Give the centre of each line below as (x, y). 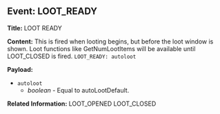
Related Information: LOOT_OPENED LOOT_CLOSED (82, 104)
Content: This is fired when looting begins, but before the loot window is (110, 41)
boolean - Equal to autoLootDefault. (78, 90)
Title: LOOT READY (34, 28)
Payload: (20, 69)
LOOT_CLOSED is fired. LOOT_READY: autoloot (72, 56)
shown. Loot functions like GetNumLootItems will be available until (101, 48)
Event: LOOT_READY (52, 11)
